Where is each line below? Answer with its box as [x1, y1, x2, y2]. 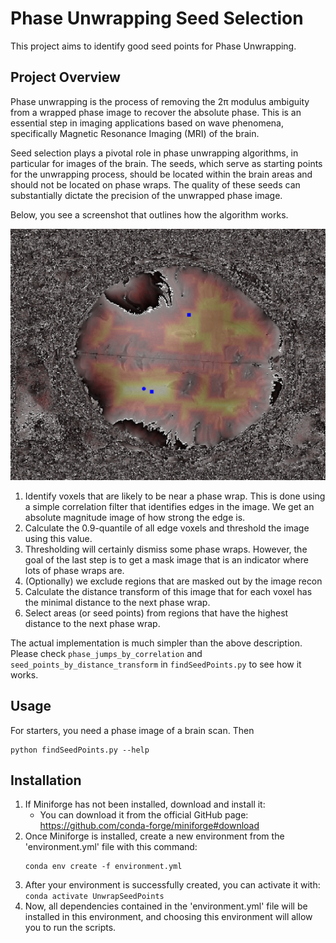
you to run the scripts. [24, 922, 117, 934]
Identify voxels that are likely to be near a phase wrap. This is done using [24, 490, 326, 502]
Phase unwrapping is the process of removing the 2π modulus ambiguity [10, 95, 310, 107]
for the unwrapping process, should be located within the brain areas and [10, 168, 313, 180]
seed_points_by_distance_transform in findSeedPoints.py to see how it [10, 658, 302, 670]
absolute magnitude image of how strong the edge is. [24, 511, 246, 523]
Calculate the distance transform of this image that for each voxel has [24, 585, 313, 597]
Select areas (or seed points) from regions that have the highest [24, 607, 289, 619]
